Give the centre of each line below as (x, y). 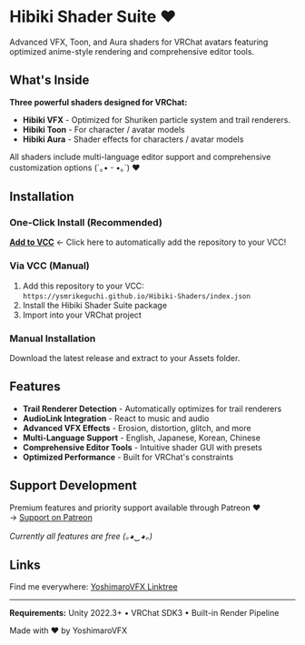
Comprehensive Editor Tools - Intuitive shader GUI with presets (143, 447)
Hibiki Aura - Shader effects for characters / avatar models (133, 139)
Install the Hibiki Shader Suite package (95, 305)
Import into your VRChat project (82, 315)
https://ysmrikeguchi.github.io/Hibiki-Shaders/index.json (137, 296)
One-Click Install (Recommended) (86, 223)
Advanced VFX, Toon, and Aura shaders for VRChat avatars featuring (139, 42)
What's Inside (49, 81)
